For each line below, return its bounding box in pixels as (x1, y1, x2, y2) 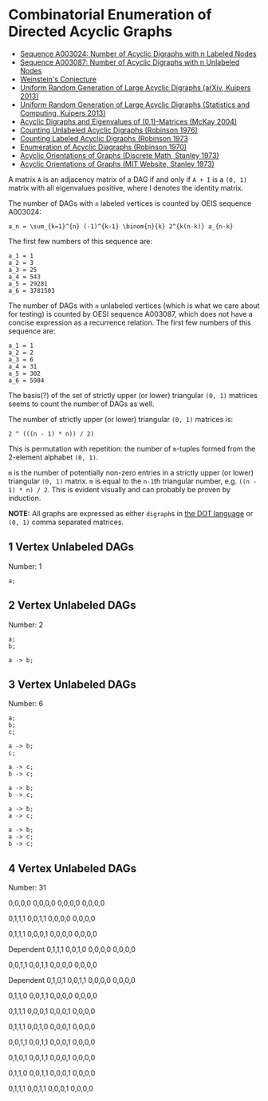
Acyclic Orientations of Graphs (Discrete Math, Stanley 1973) (19, 150, 219, 160)
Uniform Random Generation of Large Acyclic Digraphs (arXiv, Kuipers (19, 82, 251, 93)
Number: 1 (8, 561, 42, 571)
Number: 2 (8, 620, 44, 629)
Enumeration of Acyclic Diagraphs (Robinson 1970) (19, 142, 187, 152)
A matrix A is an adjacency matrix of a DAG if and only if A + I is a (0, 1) (8, 174, 247, 184)
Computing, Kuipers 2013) (19, 108, 106, 117)
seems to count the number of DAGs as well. (8, 399, 155, 408)
